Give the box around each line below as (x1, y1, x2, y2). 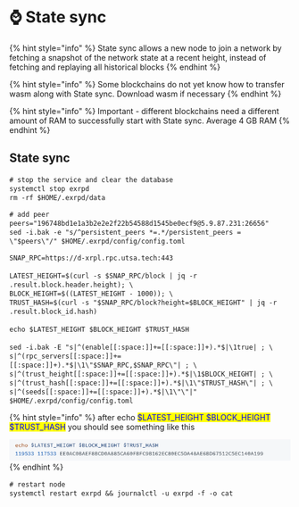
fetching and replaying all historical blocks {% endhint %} (9, 62, 221, 72)
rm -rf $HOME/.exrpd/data (9, 193, 105, 202)
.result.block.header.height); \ (9, 280, 134, 289)
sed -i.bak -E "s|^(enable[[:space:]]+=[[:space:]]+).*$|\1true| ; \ (9, 343, 274, 352)
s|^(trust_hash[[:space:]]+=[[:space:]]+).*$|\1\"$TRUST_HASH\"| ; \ (9, 378, 274, 387)
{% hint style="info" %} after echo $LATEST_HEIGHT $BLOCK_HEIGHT (9, 411, 271, 422)
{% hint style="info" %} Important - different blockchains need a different (9, 105, 279, 116)
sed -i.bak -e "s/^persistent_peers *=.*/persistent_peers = (9, 228, 242, 237)
